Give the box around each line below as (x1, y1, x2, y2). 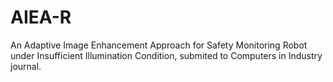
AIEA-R (10, 6, 72, 29)
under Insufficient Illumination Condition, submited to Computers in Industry (10, 49, 323, 61)
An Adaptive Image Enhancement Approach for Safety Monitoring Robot (10, 39, 308, 51)
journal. (10, 60, 42, 72)
